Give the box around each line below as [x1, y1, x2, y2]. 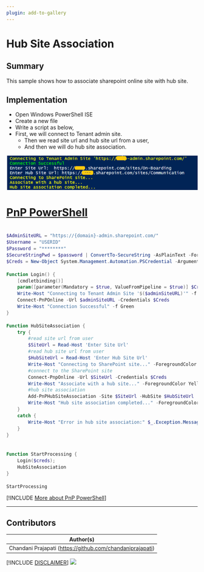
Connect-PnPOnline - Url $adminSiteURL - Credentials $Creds [17, 297, 170, 303]
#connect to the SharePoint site [28, 367, 113, 374]
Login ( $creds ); [17, 457, 56, 464]
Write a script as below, [15, 124, 74, 131]
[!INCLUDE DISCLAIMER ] [6, 559, 69, 566]
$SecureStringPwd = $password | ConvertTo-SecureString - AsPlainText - [6, 252, 191, 258]
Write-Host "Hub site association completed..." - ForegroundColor [28, 400, 200, 406]
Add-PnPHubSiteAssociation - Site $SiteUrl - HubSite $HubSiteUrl [28, 394, 194, 400]
